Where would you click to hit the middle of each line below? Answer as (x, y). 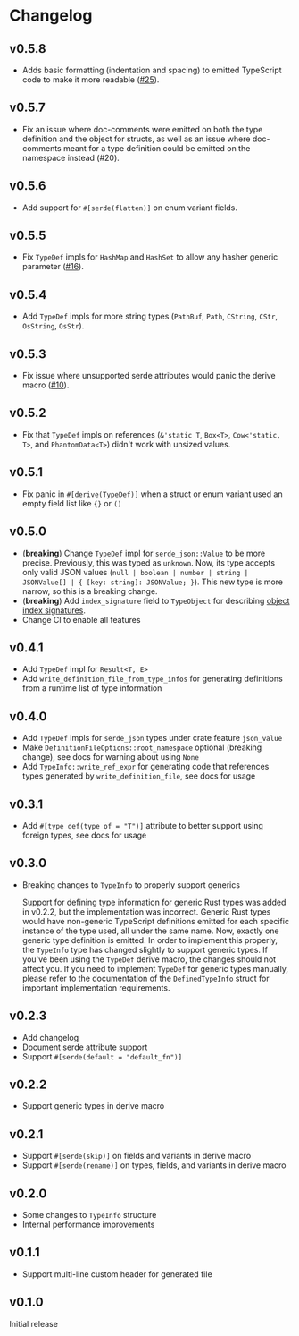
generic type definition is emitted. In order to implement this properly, (150, 940)
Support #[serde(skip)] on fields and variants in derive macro (137, 1156)
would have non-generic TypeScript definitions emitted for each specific (156, 921)
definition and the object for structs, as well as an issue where (136, 139)
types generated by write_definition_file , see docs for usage (139, 776)
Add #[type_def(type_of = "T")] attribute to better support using (142, 825)
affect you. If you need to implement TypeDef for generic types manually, (155, 968)
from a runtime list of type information (92, 688)
